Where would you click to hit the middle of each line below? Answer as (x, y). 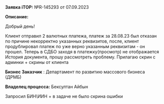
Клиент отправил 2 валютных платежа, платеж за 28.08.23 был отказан (81, 36)
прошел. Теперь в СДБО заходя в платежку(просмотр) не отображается (82, 52)
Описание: (17, 17)
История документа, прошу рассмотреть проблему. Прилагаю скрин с (80, 57)
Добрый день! (20, 26)
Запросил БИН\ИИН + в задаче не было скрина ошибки (64, 96)
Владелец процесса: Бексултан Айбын (46, 87)
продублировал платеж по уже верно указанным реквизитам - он (75, 46)
